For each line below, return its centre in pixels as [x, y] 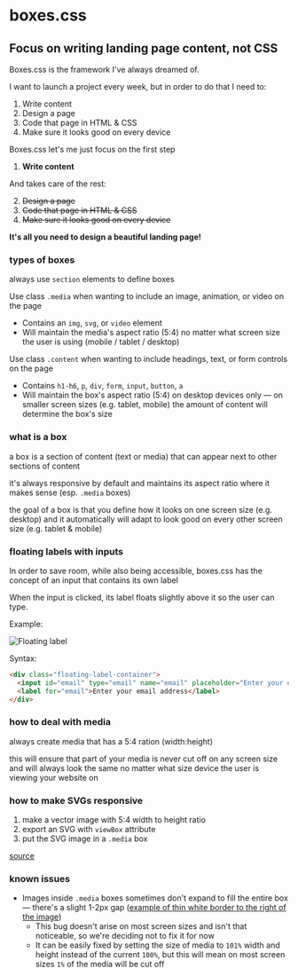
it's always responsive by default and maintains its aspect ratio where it [140, 483]
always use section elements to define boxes [92, 279]
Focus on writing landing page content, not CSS [144, 48]
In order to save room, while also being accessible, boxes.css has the [136, 571]
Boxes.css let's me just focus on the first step [92, 149]
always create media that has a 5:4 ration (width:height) [111, 741]
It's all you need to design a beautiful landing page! [106, 237]
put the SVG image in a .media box [85, 838]
